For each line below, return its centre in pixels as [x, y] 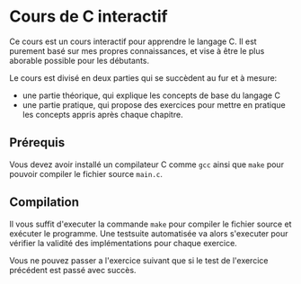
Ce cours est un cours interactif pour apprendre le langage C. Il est [133, 41]
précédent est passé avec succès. [73, 270]
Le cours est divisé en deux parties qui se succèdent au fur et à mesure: [143, 77]
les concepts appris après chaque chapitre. [102, 114]
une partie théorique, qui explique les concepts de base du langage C [151, 95]
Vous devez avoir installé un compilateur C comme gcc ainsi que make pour [147, 164]
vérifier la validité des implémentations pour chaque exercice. [124, 243]
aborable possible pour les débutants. [80, 60]
